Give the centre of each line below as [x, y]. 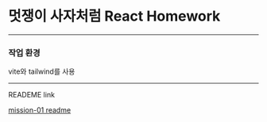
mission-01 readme [40, 110]
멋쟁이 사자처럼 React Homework [114, 16]
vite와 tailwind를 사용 [42, 71]
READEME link [32, 95]
